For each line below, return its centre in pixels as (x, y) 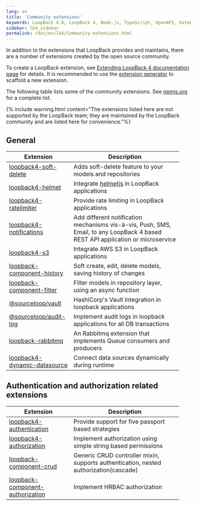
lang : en (17, 11)
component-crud (33, 466)
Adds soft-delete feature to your (118, 166)
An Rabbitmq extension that (112, 333)
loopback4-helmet (35, 187)
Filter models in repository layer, (118, 283)
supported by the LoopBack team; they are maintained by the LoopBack (93, 116)
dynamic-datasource (38, 365)
